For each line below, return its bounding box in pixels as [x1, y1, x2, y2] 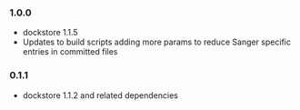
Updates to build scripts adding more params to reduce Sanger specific [22, 36, 291, 47]
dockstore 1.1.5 [22, 27, 79, 38]
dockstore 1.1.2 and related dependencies [22, 89, 179, 101]
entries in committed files [22, 46, 118, 57]
